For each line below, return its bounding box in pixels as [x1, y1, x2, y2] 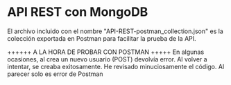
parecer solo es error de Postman [7, 70, 103, 78]
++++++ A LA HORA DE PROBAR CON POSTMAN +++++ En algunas [7, 48, 205, 56]
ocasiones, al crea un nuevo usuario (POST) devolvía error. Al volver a [7, 55, 207, 63]
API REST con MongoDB [7, 4, 148, 20]
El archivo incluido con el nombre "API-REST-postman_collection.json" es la [7, 27, 223, 35]
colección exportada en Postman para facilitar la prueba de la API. [7, 34, 196, 42]
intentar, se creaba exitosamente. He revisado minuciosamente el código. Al [7, 62, 225, 70]
